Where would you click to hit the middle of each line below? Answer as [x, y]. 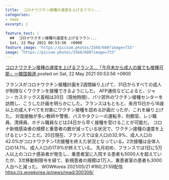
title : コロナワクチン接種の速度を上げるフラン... [53, 10]
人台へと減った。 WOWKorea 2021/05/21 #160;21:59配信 [64, 166]
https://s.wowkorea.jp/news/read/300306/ [50, 172]
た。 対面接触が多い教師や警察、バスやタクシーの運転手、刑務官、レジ [79, 116]
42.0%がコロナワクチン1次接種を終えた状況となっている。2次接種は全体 [80, 141]
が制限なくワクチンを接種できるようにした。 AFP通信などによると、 [76, 91]
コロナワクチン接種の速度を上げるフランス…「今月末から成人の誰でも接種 [82, 67]
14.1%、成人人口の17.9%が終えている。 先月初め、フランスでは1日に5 [86, 148]
